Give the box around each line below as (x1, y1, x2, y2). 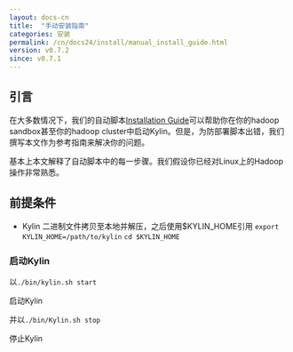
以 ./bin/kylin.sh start (9, 276, 98, 287)
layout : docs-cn (9, 12, 69, 22)
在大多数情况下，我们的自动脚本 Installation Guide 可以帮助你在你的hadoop (9, 115, 280, 125)
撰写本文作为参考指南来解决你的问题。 (9, 137, 149, 148)
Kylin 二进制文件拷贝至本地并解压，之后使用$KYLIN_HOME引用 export (21, 220, 280, 231)
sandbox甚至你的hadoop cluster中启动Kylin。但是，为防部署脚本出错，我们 (9, 125, 285, 136)
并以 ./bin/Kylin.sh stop (9, 314, 101, 324)
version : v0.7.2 (9, 46, 69, 55)
